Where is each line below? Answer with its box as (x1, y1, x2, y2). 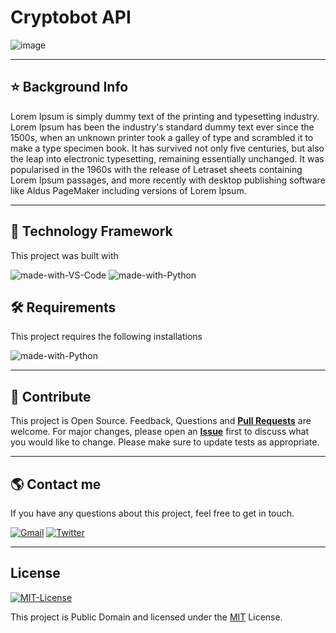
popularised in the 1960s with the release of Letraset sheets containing (10, 163, 303, 175)
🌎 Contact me (10, 476, 102, 493)
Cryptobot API (10, 6, 132, 29)
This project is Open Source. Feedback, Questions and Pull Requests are (10, 415, 312, 427)
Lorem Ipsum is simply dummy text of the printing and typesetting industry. (10, 110, 320, 122)
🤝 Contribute (10, 388, 92, 405)
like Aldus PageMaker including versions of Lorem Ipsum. (10, 184, 247, 196)
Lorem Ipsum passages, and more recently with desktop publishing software (10, 174, 326, 186)
